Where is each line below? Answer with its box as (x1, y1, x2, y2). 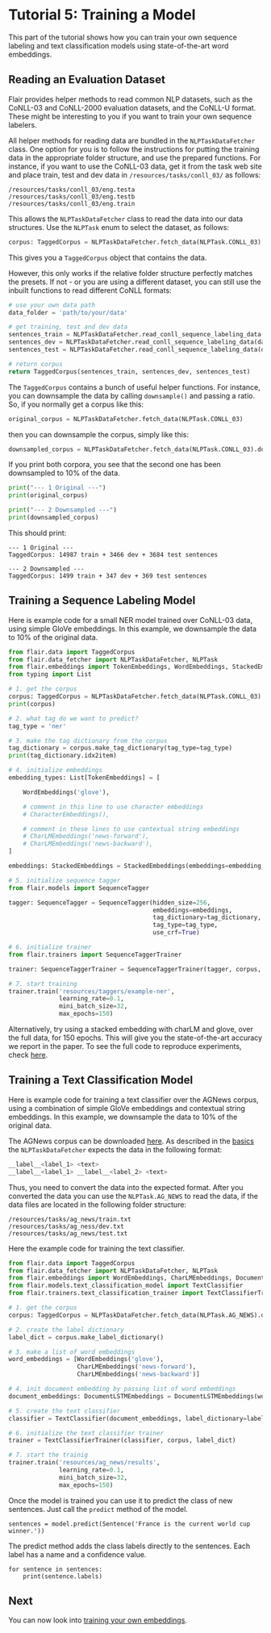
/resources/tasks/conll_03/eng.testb (8, 192, 135, 201)
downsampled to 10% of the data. (8, 468, 121, 478)
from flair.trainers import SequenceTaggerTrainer (8, 950, 182, 958)
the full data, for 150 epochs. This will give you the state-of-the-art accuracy (8, 1033, 263, 1042)
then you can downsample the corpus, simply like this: (8, 429, 190, 439)
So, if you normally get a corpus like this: (8, 399, 144, 409)
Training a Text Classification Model (8, 1073, 194, 1087)
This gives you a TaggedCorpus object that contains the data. (8, 253, 207, 262)
